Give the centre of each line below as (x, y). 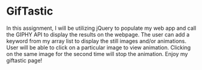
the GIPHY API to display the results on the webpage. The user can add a (98, 34)
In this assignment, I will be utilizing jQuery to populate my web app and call (101, 28)
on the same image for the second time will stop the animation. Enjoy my (97, 54)
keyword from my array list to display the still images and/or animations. (96, 41)
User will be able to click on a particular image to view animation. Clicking (99, 47)
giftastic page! (24, 60)
